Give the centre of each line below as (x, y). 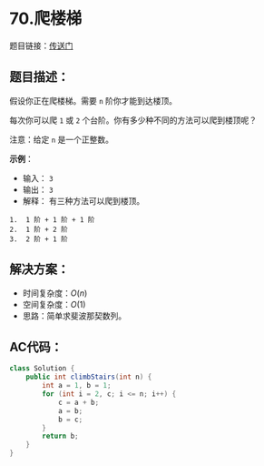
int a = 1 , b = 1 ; (77, 386)
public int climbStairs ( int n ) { (89, 377)
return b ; (60, 436)
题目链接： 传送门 (41, 46)
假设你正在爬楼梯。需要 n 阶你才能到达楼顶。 (93, 100)
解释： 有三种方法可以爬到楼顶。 (83, 200)
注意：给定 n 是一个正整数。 (62, 139)
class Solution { (42, 369)
